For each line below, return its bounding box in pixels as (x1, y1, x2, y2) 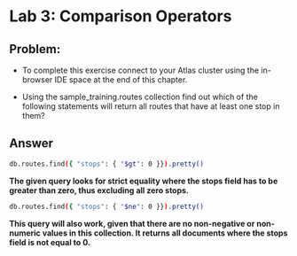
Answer (9, 136, 54, 151)
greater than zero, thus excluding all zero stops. (9, 184, 189, 196)
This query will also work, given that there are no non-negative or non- (9, 218, 275, 229)
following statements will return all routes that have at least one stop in (21, 101, 280, 112)
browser (21, 74, 53, 85)
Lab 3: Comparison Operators (9, 6, 232, 27)
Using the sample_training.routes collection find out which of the (21, 91, 259, 102)
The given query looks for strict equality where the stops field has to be (9, 175, 278, 186)
